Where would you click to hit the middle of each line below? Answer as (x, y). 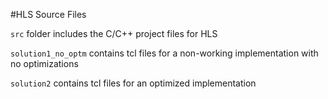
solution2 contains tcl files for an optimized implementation (133, 83)
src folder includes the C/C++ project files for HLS (114, 33)
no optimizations (44, 63)
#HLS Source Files (48, 14)
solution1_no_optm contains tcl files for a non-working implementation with (164, 53)
